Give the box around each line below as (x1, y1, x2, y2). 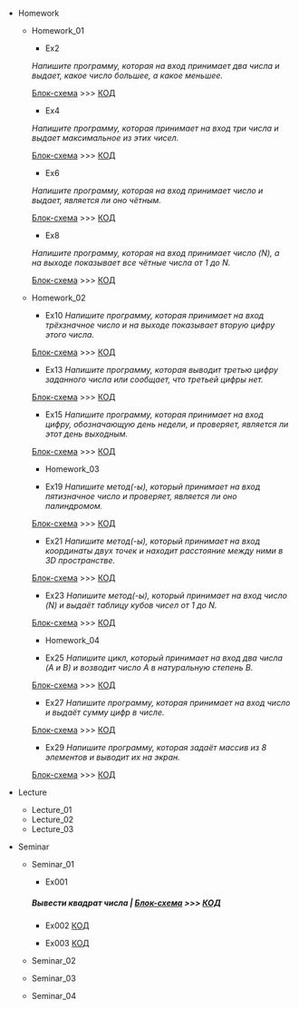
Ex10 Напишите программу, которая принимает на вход (44, 310, 265, 320)
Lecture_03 (31, 824, 74, 834)
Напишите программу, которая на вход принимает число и (31, 185, 264, 196)
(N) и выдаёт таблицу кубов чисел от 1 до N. (44, 600, 217, 611)
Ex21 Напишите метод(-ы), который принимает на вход (44, 535, 261, 546)
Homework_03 (44, 464, 100, 475)
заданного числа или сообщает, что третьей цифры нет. (44, 374, 264, 385)
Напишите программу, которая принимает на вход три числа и (31, 122, 279, 133)
